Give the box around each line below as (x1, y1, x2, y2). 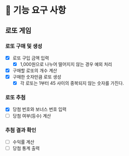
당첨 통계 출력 (12, 145, 40, 151)
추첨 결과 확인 (5, 126, 37, 133)
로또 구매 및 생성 (5, 42, 42, 49)
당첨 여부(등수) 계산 (12, 113, 51, 119)
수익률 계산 (12, 139, 35, 145)
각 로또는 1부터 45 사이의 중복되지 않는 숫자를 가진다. (20, 80, 124, 86)
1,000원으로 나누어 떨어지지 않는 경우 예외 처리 (20, 61, 112, 67)
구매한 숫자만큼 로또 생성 (12, 74, 61, 80)
